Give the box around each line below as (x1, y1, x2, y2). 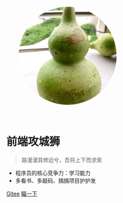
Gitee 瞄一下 (6, 190, 38, 197)
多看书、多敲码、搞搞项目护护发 (15, 177, 96, 184)
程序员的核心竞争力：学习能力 (15, 169, 91, 177)
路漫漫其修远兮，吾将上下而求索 (21, 156, 102, 163)
